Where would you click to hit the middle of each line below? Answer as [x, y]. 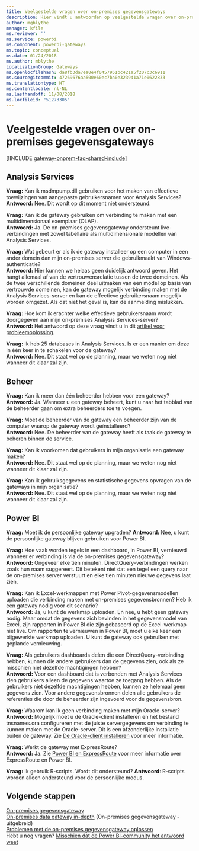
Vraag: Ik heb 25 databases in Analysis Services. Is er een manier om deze [98, 344]
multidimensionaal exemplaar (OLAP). [52, 221]
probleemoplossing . [31, 332]
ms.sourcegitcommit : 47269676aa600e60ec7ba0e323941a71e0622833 [86, 78]
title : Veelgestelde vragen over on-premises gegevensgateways [86, 12]
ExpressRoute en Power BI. [39, 760]
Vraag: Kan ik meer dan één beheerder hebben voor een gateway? [88, 396]
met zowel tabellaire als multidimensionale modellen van [108, 234]
